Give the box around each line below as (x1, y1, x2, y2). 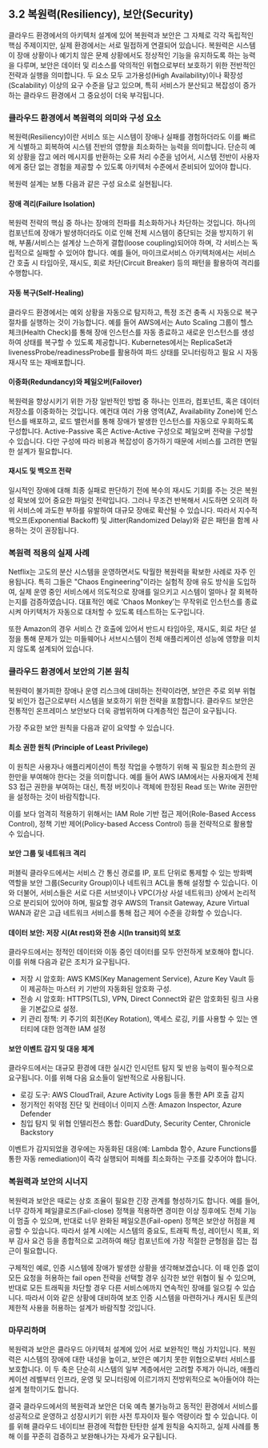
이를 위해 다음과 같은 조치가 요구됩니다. (8, 957, 130, 966)
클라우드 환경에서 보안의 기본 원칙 (8, 666, 130, 678)
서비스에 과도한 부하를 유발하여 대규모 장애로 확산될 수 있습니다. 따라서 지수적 (16, 505, 258, 514)
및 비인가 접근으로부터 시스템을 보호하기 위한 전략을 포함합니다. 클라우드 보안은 (8, 695, 254, 706)
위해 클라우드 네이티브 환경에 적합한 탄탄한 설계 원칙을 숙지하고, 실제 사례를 (16, 1421, 252, 1430)
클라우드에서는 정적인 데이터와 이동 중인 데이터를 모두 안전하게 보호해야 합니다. (8, 947, 254, 957)
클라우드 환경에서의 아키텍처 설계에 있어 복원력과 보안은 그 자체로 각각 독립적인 (8, 30, 254, 40)
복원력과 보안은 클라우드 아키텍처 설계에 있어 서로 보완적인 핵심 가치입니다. (8, 1344, 242, 1354)
